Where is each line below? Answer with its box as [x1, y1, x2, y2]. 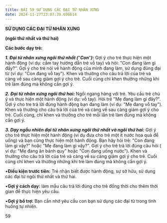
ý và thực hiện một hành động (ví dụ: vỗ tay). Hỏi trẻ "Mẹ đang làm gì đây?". [5, 96, 161, 102]
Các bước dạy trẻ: [5, 45, 43, 51]
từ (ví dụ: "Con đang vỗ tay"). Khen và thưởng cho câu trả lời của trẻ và [5, 70, 151, 76]
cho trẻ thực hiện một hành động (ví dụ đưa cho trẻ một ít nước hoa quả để [5, 132, 159, 138]
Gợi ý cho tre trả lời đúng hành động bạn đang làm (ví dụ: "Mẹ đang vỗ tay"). [5, 101, 163, 107]
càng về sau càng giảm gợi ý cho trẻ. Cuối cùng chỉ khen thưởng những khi [5, 76, 160, 82]
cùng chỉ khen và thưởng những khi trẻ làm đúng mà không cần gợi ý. [5, 158, 148, 164]
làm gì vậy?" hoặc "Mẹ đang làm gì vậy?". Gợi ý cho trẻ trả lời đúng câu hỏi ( [5, 142, 162, 148]
